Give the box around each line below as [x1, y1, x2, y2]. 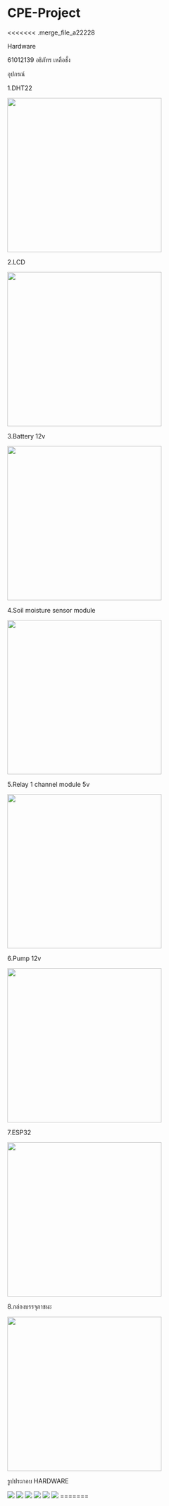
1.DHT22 [7, 83, 33, 92]
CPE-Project [7, 5, 81, 21]
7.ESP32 [7, 1128, 32, 1137]
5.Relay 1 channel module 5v [7, 780, 90, 788]
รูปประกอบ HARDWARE [7, 1476, 69, 1485]
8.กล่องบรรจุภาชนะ [7, 1302, 52, 1311]
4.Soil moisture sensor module [7, 606, 96, 614]
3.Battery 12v [7, 431, 46, 440]
